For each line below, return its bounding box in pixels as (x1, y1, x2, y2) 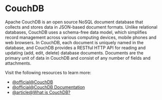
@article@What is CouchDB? (12, 89, 71, 95)
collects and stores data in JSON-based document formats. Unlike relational (5, 24, 158, 30)
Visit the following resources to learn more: (5, 69, 91, 75)
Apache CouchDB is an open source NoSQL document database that (5, 19, 144, 25)
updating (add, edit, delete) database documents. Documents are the (5, 50, 144, 56)
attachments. (5, 60, 32, 66)
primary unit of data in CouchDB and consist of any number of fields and (5, 55, 151, 61)
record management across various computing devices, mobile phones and (5, 34, 157, 40)
